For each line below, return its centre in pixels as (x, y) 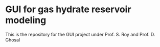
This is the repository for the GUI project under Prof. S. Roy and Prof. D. (80, 34)
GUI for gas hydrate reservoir (68, 9)
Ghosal (13, 40)
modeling (26, 20)
